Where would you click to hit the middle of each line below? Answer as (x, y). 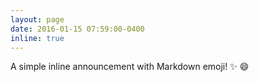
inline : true (37, 38)
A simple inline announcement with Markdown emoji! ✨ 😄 (130, 67)
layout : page (37, 19)
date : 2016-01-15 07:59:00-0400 (77, 29)
